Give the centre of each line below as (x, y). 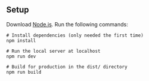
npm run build (24, 72)
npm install (21, 40)
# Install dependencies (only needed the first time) (75, 35)
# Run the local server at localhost (53, 51)
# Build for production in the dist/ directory (67, 67)
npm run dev (21, 56)
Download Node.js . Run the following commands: (67, 24)
